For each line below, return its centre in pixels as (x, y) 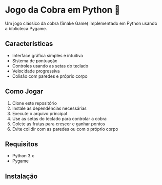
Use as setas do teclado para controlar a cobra (59, 118)
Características (29, 44)
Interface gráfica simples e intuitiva (48, 55)
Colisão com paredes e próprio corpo (50, 76)
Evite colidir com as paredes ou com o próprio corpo (65, 129)
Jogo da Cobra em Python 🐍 (63, 10)
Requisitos (21, 144)
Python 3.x (23, 156)
